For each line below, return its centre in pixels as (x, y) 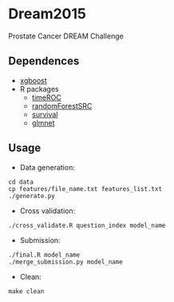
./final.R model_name (44, 255)
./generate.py (32, 196)
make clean (26, 291)
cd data (21, 182)
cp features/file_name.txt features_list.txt (85, 189)
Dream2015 (47, 14)
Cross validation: (47, 211)
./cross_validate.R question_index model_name (87, 225)
